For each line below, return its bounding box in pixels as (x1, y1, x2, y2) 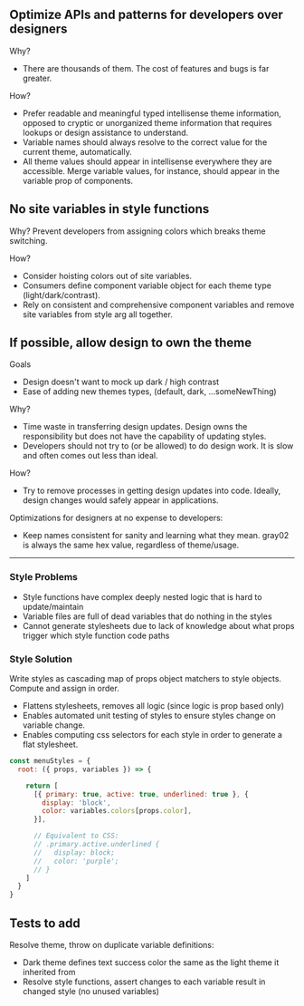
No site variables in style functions (9, 201, 210, 217)
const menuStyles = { (9, 757, 91, 766)
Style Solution (9, 653, 73, 665)
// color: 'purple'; (33, 856, 119, 866)
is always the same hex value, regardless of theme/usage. (22, 539, 240, 551)
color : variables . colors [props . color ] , (42, 807, 193, 816)
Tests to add (9, 915, 81, 931)
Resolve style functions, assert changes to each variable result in (22, 976, 266, 987)
